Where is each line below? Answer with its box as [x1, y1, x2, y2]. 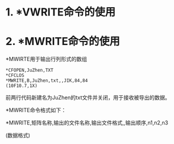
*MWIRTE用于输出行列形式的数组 [5, 56, 87, 63]
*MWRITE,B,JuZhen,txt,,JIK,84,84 [5, 78, 88, 84]
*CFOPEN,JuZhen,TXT [5, 68, 54, 73]
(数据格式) [5, 132, 31, 139]
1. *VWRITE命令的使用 [5, 5, 116, 19]
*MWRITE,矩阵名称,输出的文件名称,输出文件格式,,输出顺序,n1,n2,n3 [5, 119, 169, 126]
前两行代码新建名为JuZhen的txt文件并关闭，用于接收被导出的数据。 [5, 94, 170, 101]
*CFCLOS [5, 72, 25, 79]
